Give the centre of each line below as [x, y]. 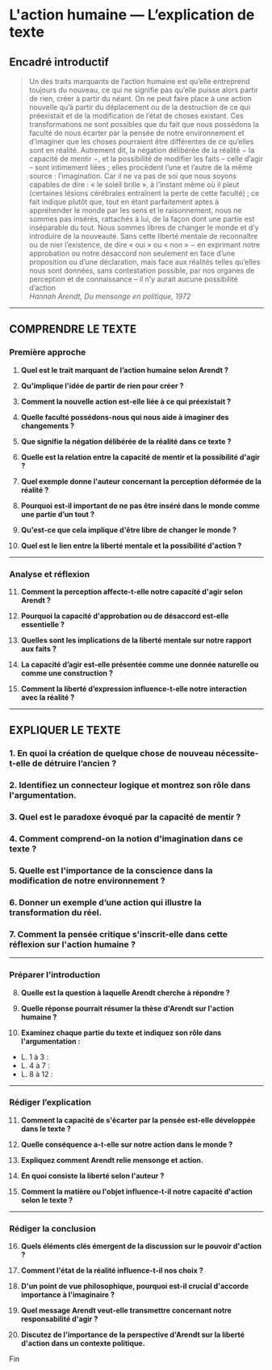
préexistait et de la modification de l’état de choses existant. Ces [136, 116]
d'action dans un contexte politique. [83, 1343]
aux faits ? [39, 648]
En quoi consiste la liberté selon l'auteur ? [92, 1176]
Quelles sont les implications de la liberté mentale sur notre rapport [136, 640]
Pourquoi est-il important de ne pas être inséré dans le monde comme [140, 505]
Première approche [48, 352]
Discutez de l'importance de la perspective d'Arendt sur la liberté [132, 1335]
